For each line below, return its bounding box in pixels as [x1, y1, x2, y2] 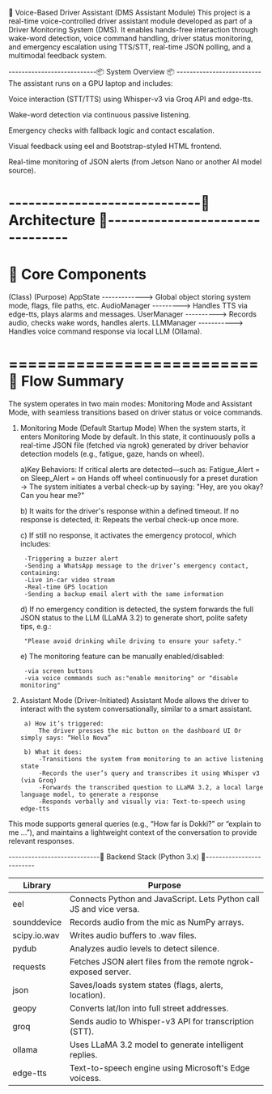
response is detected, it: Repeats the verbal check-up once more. [19, 515, 240, 525]
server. [104, 966, 132, 977]
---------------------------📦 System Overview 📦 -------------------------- [8, 67, 261, 76]
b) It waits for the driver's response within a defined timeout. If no [19, 506, 240, 516]
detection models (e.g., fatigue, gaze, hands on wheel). [19, 449, 205, 459]
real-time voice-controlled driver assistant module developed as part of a [8, 16, 253, 26]
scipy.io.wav [12, 930, 60, 941]
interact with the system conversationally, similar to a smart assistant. [19, 705, 253, 714]
